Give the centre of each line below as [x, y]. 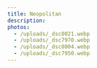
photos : [19, 27]
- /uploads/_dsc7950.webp [52, 54]
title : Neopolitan [34, 14]
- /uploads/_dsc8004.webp [52, 47]
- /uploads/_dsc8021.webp [52, 34]
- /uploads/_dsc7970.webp [52, 40]
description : [27, 21]
